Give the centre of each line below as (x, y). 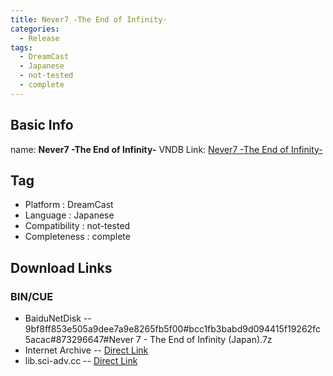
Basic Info (42, 125)
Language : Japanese (69, 215)
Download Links (61, 267)
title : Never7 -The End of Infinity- (89, 19)
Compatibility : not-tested (77, 226)
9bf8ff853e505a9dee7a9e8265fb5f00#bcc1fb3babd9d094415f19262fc (172, 329)
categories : (35, 29)
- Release (39, 38)
